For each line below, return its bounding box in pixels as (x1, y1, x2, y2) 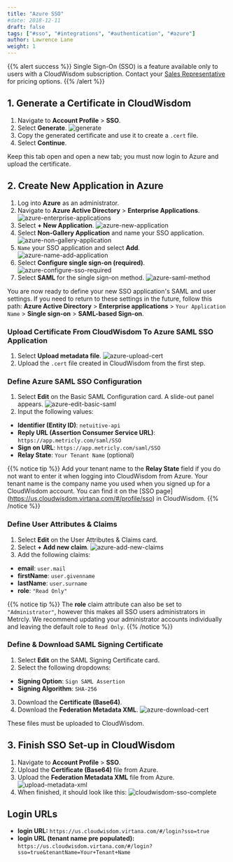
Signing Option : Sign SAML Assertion (17, 677, 125, 685)
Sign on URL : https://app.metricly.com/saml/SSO (17, 443, 161, 452)
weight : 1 (7, 43, 36, 50)
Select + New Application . (17, 221, 94, 229)
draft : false (7, 23, 45, 30)
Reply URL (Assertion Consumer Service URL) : (17, 429, 155, 437)
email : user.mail (17, 563, 66, 573)
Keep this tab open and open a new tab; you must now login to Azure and (7, 152, 219, 160)
